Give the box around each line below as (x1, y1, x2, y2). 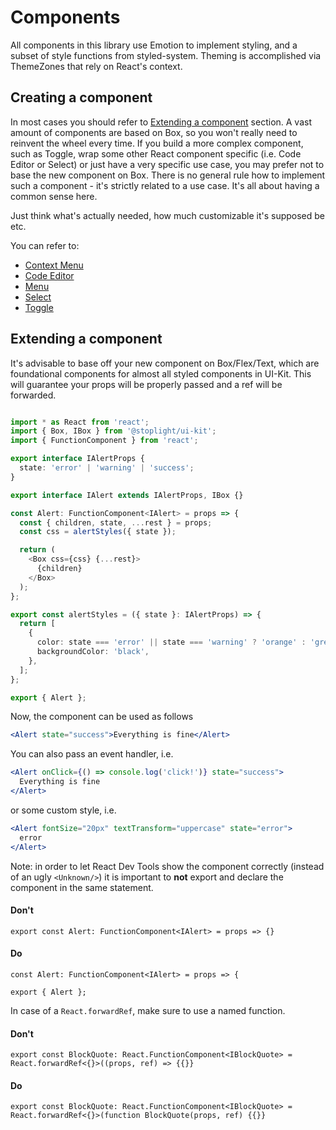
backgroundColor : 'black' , (36, 647, 150, 657)
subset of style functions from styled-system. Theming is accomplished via (10, 49, 322, 61)
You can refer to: (10, 239, 80, 251)
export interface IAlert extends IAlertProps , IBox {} (10, 490, 244, 500)
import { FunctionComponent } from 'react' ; (10, 436, 199, 446)
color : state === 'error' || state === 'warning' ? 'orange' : (36, 637, 307, 648)
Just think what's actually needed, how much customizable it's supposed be (10, 209, 326, 221)
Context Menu (24, 259, 84, 271)
